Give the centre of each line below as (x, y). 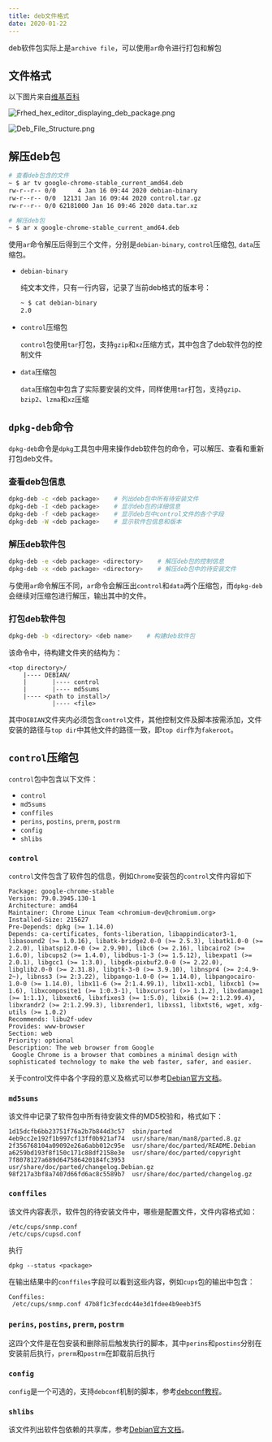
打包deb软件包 (37, 618)
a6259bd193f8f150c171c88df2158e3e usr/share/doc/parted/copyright (125, 1153)
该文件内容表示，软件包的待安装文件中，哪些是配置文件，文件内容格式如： (133, 1211)
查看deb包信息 (37, 482)
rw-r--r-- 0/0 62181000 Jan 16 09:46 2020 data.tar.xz (103, 206)
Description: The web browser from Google (81, 1048)
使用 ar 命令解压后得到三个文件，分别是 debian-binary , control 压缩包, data (131, 245)
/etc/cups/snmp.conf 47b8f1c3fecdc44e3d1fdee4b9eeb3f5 (106, 1304)
